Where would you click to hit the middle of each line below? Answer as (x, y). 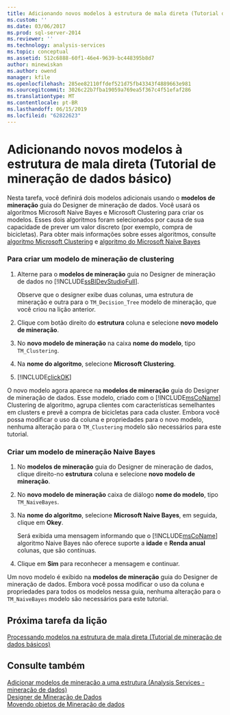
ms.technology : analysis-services (56, 45)
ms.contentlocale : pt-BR (42, 103)
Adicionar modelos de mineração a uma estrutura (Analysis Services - (106, 682)
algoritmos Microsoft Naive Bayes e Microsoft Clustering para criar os (105, 212)
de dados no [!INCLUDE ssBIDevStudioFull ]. (78, 281)
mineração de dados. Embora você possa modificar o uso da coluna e (106, 585)
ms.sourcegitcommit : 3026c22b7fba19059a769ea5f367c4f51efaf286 (99, 90)
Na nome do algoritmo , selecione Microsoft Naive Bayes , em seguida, (117, 515)
